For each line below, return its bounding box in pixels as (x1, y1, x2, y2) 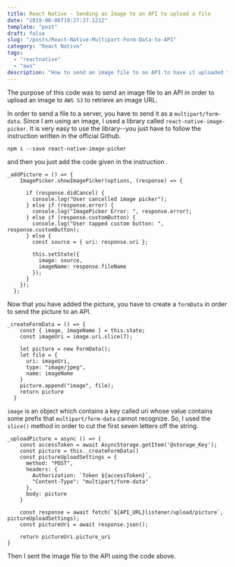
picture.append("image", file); (20, 382, 114, 389)
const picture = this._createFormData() (20, 447, 139, 454)
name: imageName (25, 369, 73, 377)
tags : (7, 50, 23, 57)
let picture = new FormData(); (20, 345, 111, 353)
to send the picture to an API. (7, 307, 92, 315)
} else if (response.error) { (25, 201, 114, 209)
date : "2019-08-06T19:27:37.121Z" (7, 17, 108, 24)
